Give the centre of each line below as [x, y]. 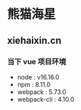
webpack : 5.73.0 [42, 92]
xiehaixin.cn [34, 40]
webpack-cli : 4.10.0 [46, 99]
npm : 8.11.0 [34, 84]
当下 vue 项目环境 [37, 61]
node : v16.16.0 [38, 77]
